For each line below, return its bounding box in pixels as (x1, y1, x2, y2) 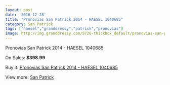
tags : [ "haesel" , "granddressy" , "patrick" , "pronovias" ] (5, 26, 123, 31)
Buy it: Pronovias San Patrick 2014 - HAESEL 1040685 (5, 64, 118, 70)
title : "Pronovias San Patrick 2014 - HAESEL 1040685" (5, 17, 123, 22)
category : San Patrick (5, 21, 53, 27)
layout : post (5, 7, 33, 13)
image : (5, 31, 19, 36)
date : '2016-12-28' (5, 12, 47, 17)
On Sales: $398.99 (5, 55, 46, 61)
